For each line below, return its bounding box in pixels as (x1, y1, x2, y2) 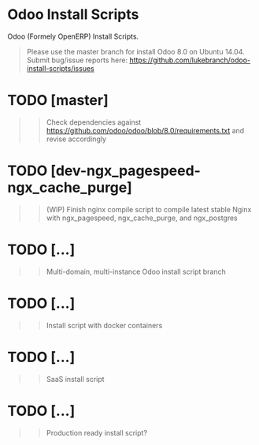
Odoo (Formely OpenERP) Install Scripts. (7, 32, 139, 41)
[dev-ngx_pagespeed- (50, 162, 202, 180)
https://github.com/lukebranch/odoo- (128, 55, 251, 65)
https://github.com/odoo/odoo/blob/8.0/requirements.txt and (46, 125, 245, 135)
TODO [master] (7, 92, 109, 110)
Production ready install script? (46, 428, 147, 437)
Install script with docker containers (46, 320, 163, 330)
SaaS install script (46, 374, 105, 383)
